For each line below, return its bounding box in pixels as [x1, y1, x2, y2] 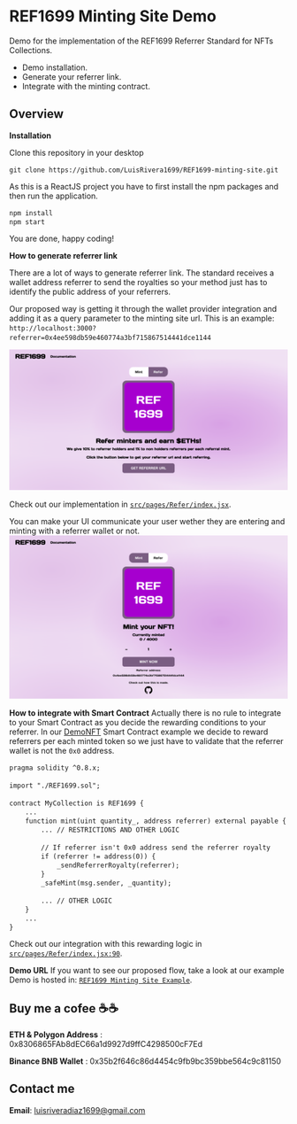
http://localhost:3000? [9, 323, 97, 333]
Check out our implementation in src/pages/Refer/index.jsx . [9, 499, 232, 509]
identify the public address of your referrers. [9, 286, 171, 297]
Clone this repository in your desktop [9, 147, 144, 158]
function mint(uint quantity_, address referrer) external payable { [25, 817, 287, 826]
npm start [9, 217, 46, 227]
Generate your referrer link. [21, 71, 122, 81]
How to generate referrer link [9, 250, 118, 260]
